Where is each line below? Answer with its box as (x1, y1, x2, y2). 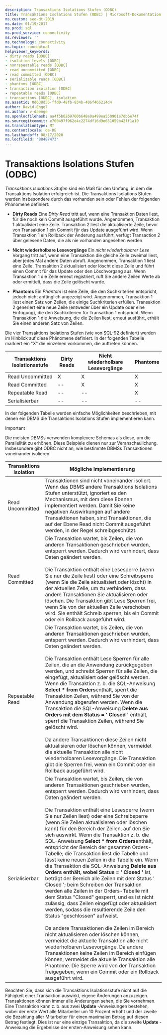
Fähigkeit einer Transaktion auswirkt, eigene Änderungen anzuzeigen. (5, 993, 149, 999)
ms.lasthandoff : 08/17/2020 (5, 132, 64, 137)
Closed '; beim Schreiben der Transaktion (45, 881, 142, 888)
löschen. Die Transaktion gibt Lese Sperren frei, (45, 597, 157, 604)
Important (5, 425, 25, 431)
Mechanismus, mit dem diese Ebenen (45, 496, 133, 503)
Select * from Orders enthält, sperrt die (45, 686, 138, 693)
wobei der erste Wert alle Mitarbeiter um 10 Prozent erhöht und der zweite (5, 1009, 157, 1015)
